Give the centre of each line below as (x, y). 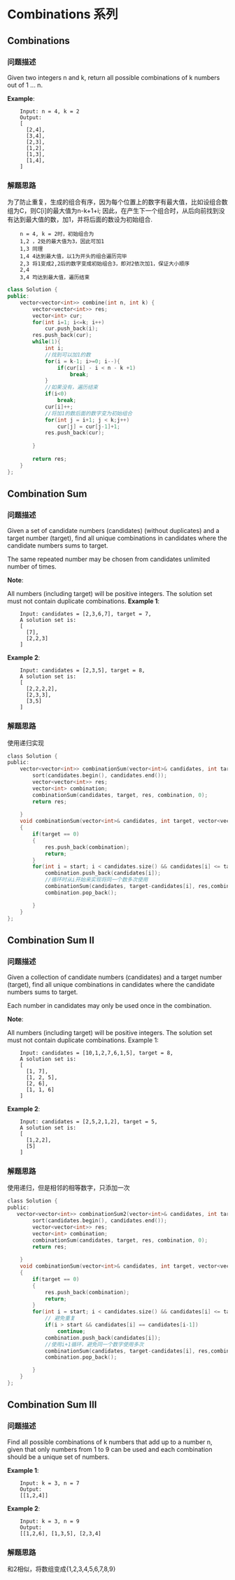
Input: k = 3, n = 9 (50, 1521)
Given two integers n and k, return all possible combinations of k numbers (114, 77)
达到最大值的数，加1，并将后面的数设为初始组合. (83, 220)
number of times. (32, 567)
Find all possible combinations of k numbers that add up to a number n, (110, 1442)
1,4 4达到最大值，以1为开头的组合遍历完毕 (73, 256)
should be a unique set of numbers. (58, 1457)
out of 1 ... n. (25, 85)
